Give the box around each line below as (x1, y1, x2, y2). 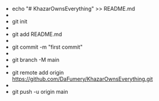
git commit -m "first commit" (11, 43, 83, 50)
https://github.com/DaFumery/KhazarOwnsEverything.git (11, 75, 153, 82)
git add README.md (11, 31, 62, 38)
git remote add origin (11, 69, 64, 76)
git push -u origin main (11, 88, 68, 95)
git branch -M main (11, 57, 60, 63)
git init (11, 18, 28, 25)
